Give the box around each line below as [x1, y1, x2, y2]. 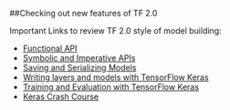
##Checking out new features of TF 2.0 [9, 8, 158, 18]
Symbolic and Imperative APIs [22, 53, 136, 63]
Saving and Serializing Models [22, 63, 137, 73]
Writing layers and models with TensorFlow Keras [22, 72, 209, 83]
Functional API [22, 43, 78, 54]
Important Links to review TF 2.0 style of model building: [9, 25, 222, 35]
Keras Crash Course [22, 91, 99, 102]
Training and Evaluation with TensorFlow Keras [22, 82, 199, 92]
